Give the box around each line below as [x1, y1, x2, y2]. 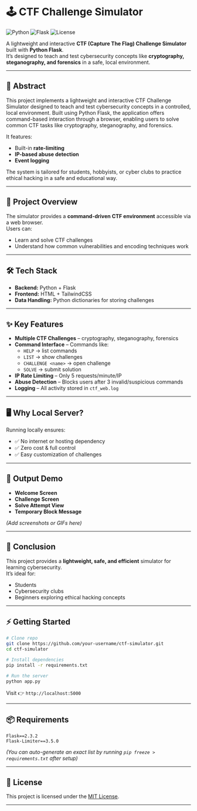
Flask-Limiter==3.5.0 [6, 738, 59, 744]
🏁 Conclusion [6, 542, 56, 552]
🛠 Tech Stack [6, 266, 57, 276]
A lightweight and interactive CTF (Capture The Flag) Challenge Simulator [6, 40, 186, 47]
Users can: [6, 225, 32, 232]
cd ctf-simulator [6, 646, 49, 652]
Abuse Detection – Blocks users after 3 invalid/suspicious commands [14, 378, 184, 385]
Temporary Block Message [14, 508, 82, 515]
